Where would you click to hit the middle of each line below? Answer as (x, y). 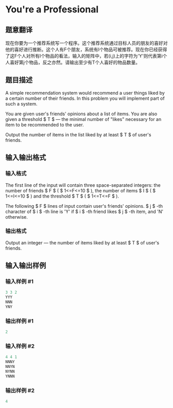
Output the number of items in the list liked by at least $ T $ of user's (78, 134)
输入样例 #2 (20, 346)
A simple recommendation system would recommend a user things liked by (85, 93)
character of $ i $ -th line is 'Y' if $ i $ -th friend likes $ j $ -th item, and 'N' (84, 211)
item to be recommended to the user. (45, 125)
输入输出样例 (26, 266)
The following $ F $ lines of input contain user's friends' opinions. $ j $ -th (84, 206)
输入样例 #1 (19, 281)
